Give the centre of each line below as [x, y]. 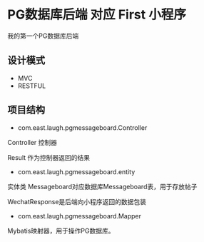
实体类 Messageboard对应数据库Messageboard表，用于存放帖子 [102, 186]
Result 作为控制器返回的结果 [49, 157]
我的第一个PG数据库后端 [43, 36]
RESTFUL [32, 86]
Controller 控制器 [32, 142]
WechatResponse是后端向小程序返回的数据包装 [77, 201]
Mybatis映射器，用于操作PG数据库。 [61, 231]
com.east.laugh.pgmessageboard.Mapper [79, 216]
